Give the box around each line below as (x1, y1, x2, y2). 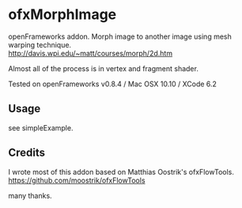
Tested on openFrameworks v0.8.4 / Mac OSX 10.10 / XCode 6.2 (8, 79, 217, 89)
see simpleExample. (8, 123, 74, 132)
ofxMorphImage (8, 6, 117, 24)
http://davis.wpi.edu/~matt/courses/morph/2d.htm (8, 48, 172, 58)
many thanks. (8, 191, 53, 200)
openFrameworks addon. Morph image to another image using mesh (8, 32, 232, 41)
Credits (8, 146, 46, 160)
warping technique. (8, 40, 72, 49)
